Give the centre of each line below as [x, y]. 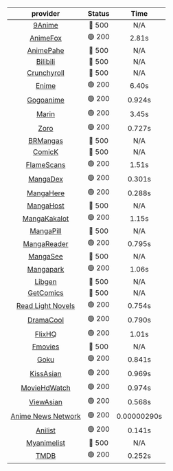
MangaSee [46, 256]
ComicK [46, 152]
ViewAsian [46, 402]
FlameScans [46, 164]
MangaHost [46, 206]
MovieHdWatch [46, 388]
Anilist [46, 430]
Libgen [45, 282]
